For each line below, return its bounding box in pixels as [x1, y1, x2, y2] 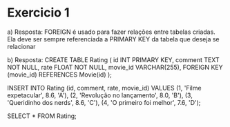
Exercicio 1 [7, 5, 70, 21]
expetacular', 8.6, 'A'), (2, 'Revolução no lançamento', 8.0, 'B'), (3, [7, 91, 193, 99]
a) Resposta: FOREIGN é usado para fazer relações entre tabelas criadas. [7, 28, 215, 36]
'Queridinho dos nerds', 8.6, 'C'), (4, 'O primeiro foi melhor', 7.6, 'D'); [7, 98, 201, 106]
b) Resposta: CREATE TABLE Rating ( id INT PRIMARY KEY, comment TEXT [7, 55, 220, 63]
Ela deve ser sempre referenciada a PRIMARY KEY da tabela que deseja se [7, 35, 220, 43]
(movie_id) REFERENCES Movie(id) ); [7, 70, 113, 79]
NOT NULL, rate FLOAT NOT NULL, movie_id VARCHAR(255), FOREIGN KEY [7, 63, 223, 71]
